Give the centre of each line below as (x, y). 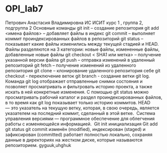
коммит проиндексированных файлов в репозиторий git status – (74, 39)
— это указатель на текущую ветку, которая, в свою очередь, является (82, 108)
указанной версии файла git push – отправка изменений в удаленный (80, 60)
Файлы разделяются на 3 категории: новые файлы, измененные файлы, (82, 49)
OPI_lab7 (24, 9)
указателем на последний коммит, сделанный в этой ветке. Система (80, 113)
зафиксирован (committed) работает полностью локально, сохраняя (79, 134)
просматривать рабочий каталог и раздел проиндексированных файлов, (84, 97)
